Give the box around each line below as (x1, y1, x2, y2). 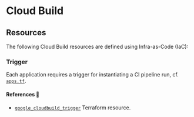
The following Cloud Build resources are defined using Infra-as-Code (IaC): (6, 43, 189, 50)
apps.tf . (6, 78, 26, 85)
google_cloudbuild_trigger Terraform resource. (14, 104, 131, 111)
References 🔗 (6, 91, 40, 98)
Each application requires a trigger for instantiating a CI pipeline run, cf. (6, 71, 179, 78)
